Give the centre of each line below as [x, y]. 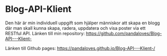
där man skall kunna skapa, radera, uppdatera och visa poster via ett [75, 28]
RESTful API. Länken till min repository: [45, 33]
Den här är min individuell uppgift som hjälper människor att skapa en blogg [83, 23]
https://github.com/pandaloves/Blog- [124, 33]
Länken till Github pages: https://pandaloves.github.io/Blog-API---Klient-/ [80, 48]
